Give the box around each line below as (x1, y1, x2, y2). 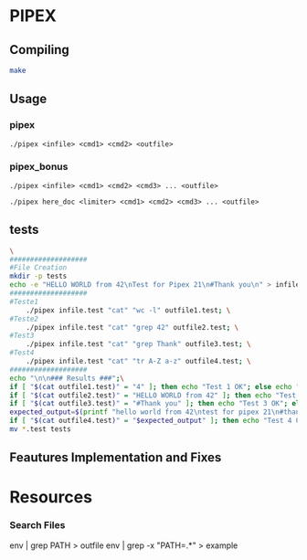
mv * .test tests (9, 425, 71, 434)
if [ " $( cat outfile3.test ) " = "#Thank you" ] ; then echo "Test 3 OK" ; (9, 399, 289, 408)
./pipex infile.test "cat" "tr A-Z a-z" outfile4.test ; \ (26, 357, 251, 366)
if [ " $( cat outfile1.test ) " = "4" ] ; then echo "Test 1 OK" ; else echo (9, 382, 292, 391)
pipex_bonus (9, 161, 69, 174)
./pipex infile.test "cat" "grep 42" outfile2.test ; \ (26, 322, 239, 332)
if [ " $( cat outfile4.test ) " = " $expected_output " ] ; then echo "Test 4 (9, 417, 292, 426)
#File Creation (9, 263, 68, 272)
